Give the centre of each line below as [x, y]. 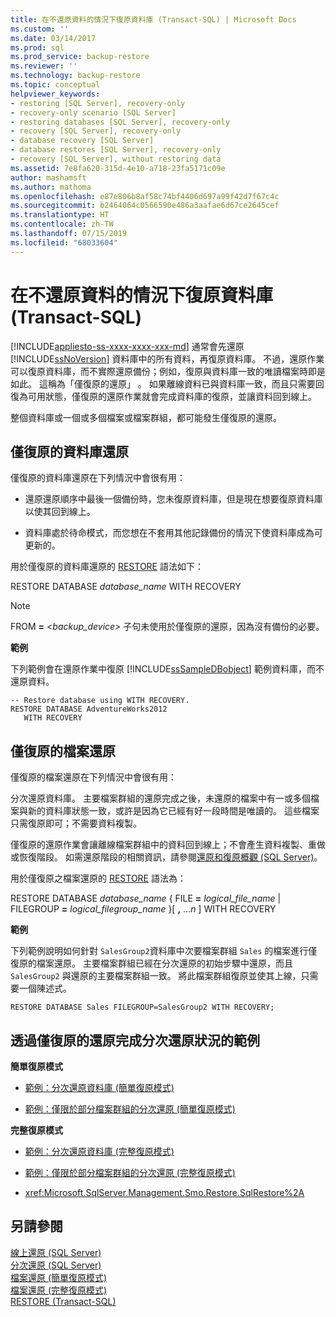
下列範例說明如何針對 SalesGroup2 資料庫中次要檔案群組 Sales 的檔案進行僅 [164, 951]
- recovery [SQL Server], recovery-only [96, 131]
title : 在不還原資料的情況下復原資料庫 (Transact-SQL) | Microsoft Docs [153, 19]
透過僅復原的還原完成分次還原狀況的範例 [135, 1040]
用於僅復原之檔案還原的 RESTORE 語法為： [98, 878]
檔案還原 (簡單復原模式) [59, 1277]
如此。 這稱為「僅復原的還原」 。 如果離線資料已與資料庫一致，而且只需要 [163, 383]
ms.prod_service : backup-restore [80, 57]
